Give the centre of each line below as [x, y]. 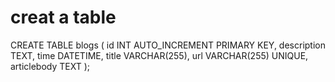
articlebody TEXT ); [50, 66]
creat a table [63, 17]
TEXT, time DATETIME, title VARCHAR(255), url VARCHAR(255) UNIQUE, [159, 55]
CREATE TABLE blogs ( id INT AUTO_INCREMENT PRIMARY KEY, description [168, 45]
